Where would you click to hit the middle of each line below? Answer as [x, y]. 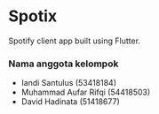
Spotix [33, 16]
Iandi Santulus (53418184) [69, 83]
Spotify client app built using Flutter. [75, 41]
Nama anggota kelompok [64, 64]
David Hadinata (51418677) [71, 102]
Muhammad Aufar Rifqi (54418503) [86, 92]
